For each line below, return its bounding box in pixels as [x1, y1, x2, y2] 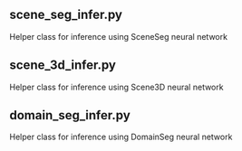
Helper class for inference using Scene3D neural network [9, 81, 224, 92]
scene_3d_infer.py [9, 58, 116, 73]
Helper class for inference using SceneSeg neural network [9, 31, 228, 42]
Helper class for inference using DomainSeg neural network [9, 131, 233, 143]
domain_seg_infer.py [9, 108, 131, 123]
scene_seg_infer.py [9, 7, 123, 23]
